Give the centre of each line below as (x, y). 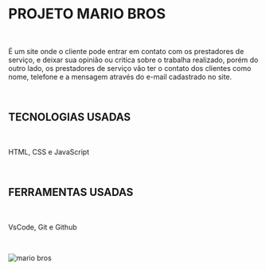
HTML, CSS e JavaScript (49, 151)
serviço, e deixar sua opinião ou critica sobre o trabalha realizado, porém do (133, 60)
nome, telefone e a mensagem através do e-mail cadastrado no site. (120, 76)
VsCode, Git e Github (43, 227)
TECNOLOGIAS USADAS (70, 117)
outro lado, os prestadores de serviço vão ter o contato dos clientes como (130, 68)
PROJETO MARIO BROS (87, 14)
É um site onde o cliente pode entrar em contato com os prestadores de (126, 51)
